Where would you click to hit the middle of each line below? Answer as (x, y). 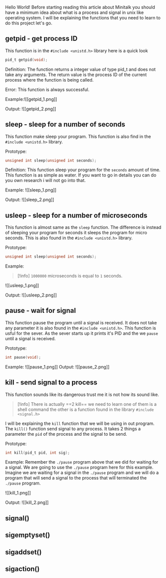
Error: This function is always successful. (47, 90)
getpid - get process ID (41, 39)
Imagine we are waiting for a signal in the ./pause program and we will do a (82, 473)
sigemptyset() (28, 535)
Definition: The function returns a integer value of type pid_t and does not (81, 69)
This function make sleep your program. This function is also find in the (78, 136)
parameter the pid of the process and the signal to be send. (66, 434)
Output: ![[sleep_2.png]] (30, 200)
